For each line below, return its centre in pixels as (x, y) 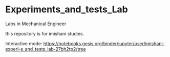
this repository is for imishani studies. (45, 33)
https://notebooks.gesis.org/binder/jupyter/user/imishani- (104, 43)
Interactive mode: (24, 43)
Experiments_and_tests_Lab (67, 9)
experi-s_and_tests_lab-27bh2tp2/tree (46, 49)
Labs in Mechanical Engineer (36, 24)
